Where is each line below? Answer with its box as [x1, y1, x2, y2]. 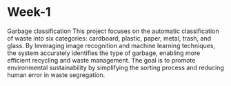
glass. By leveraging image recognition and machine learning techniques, [7, 41, 216, 50]
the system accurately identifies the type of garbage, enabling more [7, 49, 201, 57]
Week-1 [7, 4, 51, 20]
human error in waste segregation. [7, 70, 106, 79]
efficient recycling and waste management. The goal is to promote [7, 56, 196, 64]
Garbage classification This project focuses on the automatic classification [7, 27, 219, 35]
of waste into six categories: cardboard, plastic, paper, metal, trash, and [7, 34, 212, 42]
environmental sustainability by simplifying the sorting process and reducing [7, 63, 224, 72]
